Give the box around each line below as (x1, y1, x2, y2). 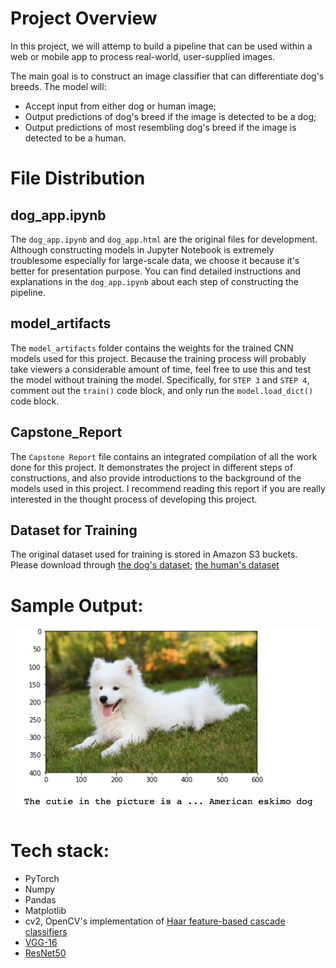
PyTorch (24, 872, 60, 884)
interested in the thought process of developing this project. (10, 493, 258, 505)
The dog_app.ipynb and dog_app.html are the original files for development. (10, 233, 318, 245)
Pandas (24, 893, 57, 906)
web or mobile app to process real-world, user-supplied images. (10, 50, 276, 62)
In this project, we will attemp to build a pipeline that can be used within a (10, 40, 313, 52)
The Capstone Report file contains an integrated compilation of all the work (10, 450, 318, 462)
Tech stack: (10, 840, 110, 862)
